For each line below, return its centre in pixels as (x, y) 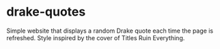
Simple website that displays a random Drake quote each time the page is (110, 31)
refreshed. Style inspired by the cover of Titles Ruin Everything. (96, 37)
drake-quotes (46, 12)
